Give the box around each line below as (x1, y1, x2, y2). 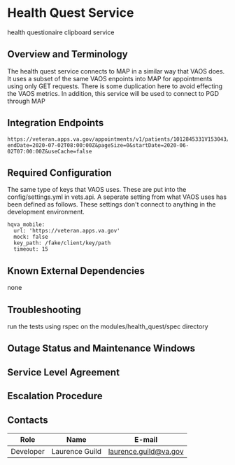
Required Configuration (7, 167, 112, 179)
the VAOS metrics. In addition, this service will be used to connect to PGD (7, 89, 219, 97)
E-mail (134, 434, 158, 444)
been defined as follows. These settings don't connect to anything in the (7, 200, 216, 209)
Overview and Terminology (7, 48, 128, 60)
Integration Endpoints (7, 117, 104, 129)
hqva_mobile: (7, 221, 45, 228)
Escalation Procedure (7, 390, 103, 402)
